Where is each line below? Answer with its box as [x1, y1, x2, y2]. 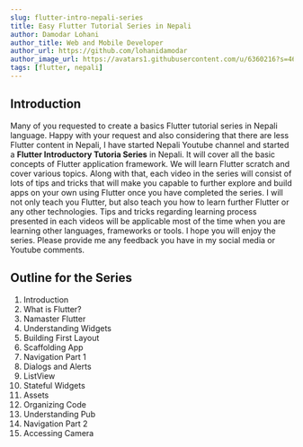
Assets [22, 390, 49, 400]
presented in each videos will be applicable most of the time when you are [10, 215, 286, 226]
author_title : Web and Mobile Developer [10, 38, 165, 48]
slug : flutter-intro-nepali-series [10, 13, 144, 22]
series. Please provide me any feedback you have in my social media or [10, 234, 275, 245]
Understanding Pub [22, 408, 96, 419]
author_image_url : [10, 55, 79, 64]
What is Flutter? [22, 303, 82, 314]
